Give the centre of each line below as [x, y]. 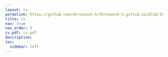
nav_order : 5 [19, 28]
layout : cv [16, 10]
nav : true [15, 24]
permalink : [16, 14]
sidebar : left [24, 47]
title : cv [15, 19]
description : [19, 38]
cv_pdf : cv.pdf [21, 33]
